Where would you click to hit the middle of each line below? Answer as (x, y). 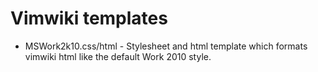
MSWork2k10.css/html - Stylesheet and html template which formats (166, 46)
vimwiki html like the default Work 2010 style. (118, 56)
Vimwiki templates (89, 18)
